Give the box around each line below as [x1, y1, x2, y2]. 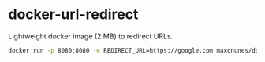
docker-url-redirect [8, 5, 139, 24]
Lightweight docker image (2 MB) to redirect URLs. [8, 31, 174, 41]
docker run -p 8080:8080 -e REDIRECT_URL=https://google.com [8, 46, 214, 54]
